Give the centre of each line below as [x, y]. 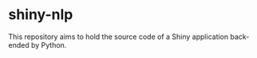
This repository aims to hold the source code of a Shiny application [119, 37]
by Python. [49, 44]
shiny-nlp [41, 15]
